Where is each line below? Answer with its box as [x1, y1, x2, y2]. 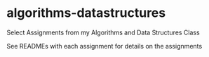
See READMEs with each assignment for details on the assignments [6, 42, 203, 50]
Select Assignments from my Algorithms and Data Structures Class [6, 28, 201, 37]
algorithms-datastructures [6, 5, 166, 21]
